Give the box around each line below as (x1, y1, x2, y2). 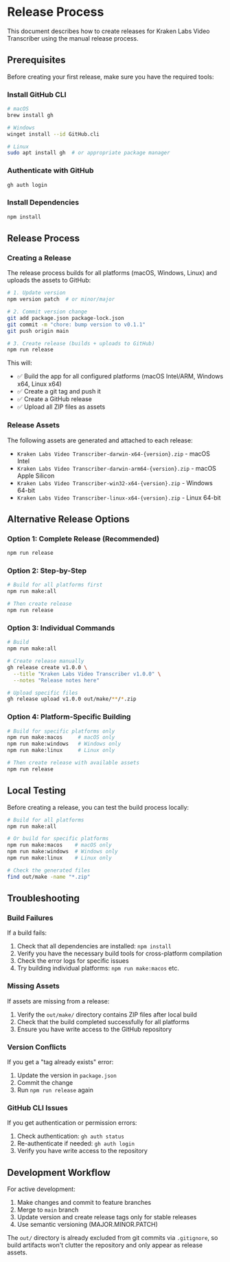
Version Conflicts (7, 1042, 67, 1052)
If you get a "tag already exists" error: (7, 1057, 114, 1066)
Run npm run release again (16, 1086, 94, 1094)
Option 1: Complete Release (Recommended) (7, 533, 160, 543)
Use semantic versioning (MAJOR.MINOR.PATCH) (16, 1221, 158, 1229)
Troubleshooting (7, 893, 80, 904)
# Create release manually (7, 658, 84, 665)
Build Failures (7, 913, 54, 922)
